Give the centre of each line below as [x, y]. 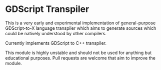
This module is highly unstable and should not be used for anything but [78, 53]
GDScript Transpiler [47, 9]
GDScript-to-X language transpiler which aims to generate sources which [81, 28]
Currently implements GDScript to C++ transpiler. [56, 43]
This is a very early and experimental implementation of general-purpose [80, 23]
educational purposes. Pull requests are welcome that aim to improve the [80, 58]
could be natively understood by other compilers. [56, 33]
